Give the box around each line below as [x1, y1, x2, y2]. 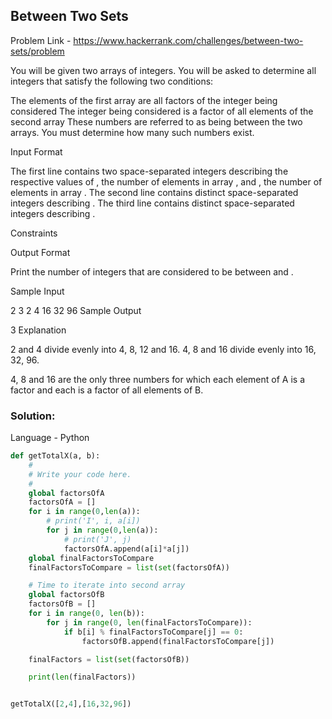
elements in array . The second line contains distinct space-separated [10, 186, 299, 198]
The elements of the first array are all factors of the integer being [10, 94, 278, 106]
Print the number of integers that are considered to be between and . [10, 265, 294, 278]
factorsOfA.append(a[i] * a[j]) [63, 544, 190, 554]
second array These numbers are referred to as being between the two [10, 115, 303, 128]
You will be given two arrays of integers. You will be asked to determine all [10, 64, 317, 76]
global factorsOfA [28, 488, 105, 498]
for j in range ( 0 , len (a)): [46, 525, 159, 536]
